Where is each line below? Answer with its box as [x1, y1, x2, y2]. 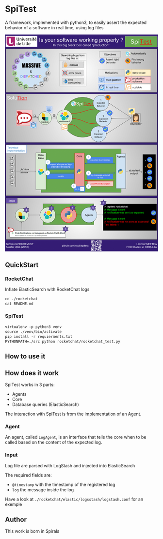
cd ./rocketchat [5, 296, 38, 302]
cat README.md [5, 301, 34, 307]
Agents [12, 391, 27, 397]
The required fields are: [5, 472, 52, 478]
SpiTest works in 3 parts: [5, 382, 55, 387]
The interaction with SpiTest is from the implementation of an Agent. [5, 411, 142, 417]
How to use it [5, 352, 46, 361]
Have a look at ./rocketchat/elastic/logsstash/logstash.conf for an [5, 496, 144, 502]
